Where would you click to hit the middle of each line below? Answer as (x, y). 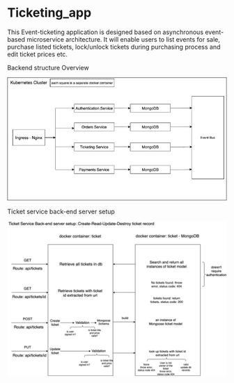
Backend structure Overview (48, 67)
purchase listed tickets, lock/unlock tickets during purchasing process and (114, 47)
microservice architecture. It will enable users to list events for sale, (124, 39)
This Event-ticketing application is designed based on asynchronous (106, 32)
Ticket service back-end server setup (61, 211)
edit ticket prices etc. (38, 54)
